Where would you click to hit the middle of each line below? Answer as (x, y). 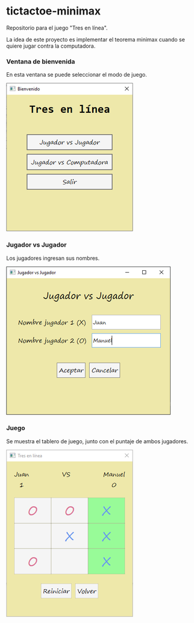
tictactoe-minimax (54, 11)
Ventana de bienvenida (41, 62)
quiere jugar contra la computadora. (51, 46)
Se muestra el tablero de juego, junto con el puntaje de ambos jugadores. (97, 441)
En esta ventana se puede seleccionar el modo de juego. (77, 75)
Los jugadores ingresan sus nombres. (53, 258)
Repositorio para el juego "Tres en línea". (57, 28)
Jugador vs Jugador (36, 245)
